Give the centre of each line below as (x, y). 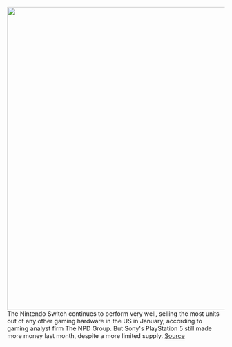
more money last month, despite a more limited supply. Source (96, 336)
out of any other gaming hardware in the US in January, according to (105, 321)
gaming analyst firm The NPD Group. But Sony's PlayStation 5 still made (109, 328)
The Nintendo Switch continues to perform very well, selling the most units (113, 314)
